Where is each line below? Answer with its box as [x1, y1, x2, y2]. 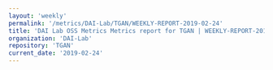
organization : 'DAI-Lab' [8, 34, 93, 43]
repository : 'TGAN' [8, 42, 75, 50]
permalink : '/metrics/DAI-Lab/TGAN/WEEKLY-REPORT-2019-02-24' [8, 19, 223, 27]
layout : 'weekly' [8, 11, 67, 20]
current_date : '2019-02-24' [8, 49, 104, 57]
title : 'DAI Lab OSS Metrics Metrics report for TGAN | [8, 27, 201, 35]
